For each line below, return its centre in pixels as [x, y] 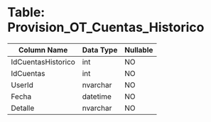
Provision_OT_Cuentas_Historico [106, 27]
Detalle [23, 108]
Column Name [43, 50]
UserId [22, 84]
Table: [26, 12]
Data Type [100, 50]
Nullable [139, 50]
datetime [97, 96]
